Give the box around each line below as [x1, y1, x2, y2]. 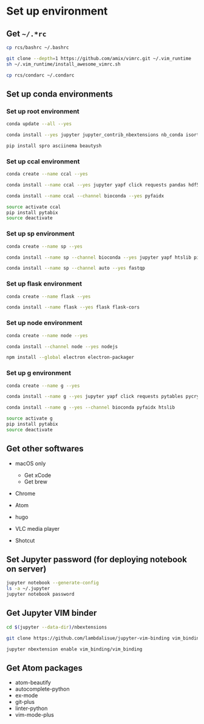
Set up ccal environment [6, 157, 80, 165]
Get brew [24, 478, 47, 485]
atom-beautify [15, 679, 52, 686]
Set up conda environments [6, 89, 114, 99]
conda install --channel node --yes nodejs [6, 343, 118, 350]
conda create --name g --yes [6, 383, 80, 389]
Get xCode [24, 471, 52, 479]
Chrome [15, 490, 36, 497]
